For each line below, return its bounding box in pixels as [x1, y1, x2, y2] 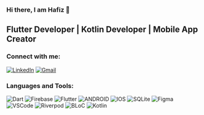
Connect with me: [6, 52, 61, 61]
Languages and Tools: [6, 81, 74, 90]
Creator [6, 34, 37, 45]
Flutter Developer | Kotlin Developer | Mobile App [6, 24, 198, 35]
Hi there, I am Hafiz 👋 [6, 6, 70, 14]
